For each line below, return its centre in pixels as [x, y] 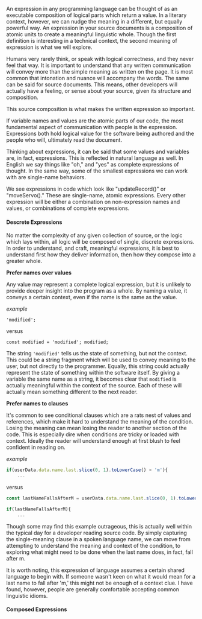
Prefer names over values [39, 273]
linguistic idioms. [27, 595]
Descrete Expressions [34, 222]
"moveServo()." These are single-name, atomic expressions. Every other [96, 195]
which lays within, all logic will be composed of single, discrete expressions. [100, 242]
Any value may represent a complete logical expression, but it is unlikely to [99, 284]
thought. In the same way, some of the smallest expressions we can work [97, 171]
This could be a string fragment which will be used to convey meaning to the [101, 360]
